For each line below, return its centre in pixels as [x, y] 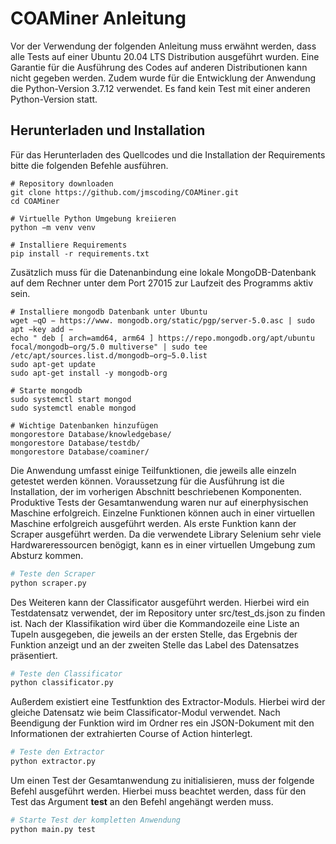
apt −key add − [42, 329]
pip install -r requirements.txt [80, 253]
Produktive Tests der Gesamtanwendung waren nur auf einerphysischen [159, 502]
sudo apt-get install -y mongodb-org [89, 373]
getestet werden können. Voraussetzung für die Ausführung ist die [147, 481]
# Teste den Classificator [66, 673]
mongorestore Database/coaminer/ [80, 452]
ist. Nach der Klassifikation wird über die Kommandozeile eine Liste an [155, 623]
